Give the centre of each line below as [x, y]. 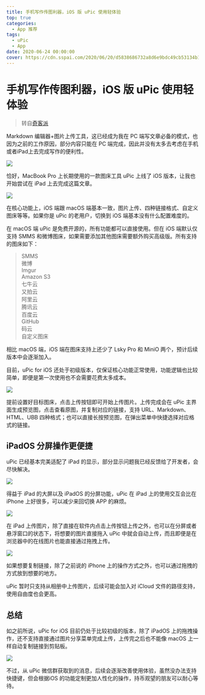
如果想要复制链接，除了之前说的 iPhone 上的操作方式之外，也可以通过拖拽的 [102, 565]
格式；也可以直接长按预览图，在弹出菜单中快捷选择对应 [119, 417]
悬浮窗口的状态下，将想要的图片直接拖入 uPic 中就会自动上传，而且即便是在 [102, 534]
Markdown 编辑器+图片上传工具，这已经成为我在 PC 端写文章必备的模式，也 [102, 136]
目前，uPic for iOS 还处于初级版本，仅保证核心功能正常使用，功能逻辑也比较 [102, 370]
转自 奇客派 [35, 123]
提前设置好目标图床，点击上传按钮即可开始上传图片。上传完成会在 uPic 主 [99, 402]
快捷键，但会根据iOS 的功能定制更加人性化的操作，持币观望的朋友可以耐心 [100, 678]
